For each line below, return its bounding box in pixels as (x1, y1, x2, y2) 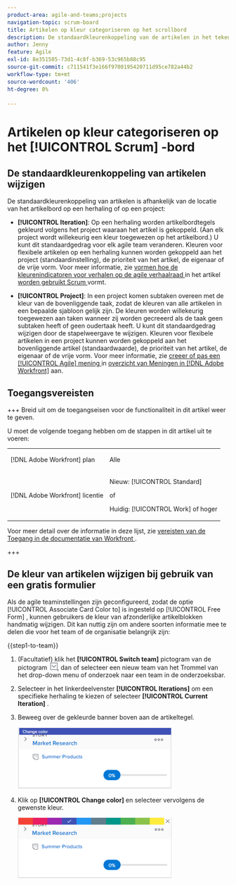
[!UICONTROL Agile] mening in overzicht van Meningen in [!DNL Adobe (17, 359, 224, 368)
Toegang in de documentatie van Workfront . (7, 534, 137, 543)
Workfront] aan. (17, 366, 63, 375)
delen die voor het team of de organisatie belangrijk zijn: (7, 628, 171, 636)
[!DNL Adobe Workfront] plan (10, 455, 96, 464)
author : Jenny (7, 41, 49, 49)
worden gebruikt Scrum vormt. (17, 278, 107, 287)
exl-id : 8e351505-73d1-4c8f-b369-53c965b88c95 (7, 56, 146, 63)
